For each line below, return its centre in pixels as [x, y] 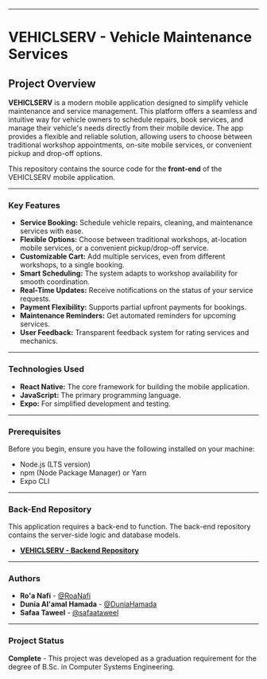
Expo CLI [35, 481]
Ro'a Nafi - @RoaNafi [55, 596]
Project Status [37, 641]
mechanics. [39, 341]
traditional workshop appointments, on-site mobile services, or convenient [130, 145]
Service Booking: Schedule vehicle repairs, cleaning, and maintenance [136, 223]
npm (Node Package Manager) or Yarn [83, 472]
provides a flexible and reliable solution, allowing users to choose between [130, 137]
